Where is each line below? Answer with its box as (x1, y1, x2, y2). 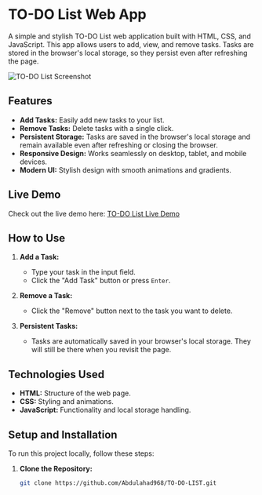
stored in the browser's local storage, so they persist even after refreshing (8, 48, 248, 57)
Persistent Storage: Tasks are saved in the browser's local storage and (19, 132, 251, 141)
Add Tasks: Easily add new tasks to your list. (19, 115, 165, 125)
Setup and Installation (8, 428, 118, 441)
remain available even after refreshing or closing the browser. (19, 140, 218, 150)
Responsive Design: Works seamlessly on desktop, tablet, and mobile (19, 148, 247, 158)
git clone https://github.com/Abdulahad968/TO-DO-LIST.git (19, 479, 217, 487)
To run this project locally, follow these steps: (8, 449, 155, 458)
